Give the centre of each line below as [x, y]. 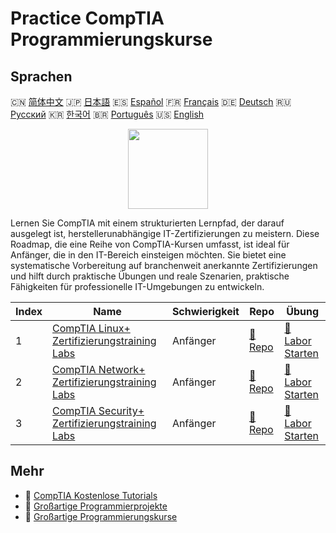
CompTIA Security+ [98, 410]
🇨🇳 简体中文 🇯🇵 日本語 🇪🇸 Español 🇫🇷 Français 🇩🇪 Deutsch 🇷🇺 [151, 101]
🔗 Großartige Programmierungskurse [101, 516]
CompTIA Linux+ [91, 328]
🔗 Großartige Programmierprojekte [96, 506]
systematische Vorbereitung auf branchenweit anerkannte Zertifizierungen [164, 265]
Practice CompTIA [87, 18]
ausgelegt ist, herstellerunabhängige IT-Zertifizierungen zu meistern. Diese [165, 233]
